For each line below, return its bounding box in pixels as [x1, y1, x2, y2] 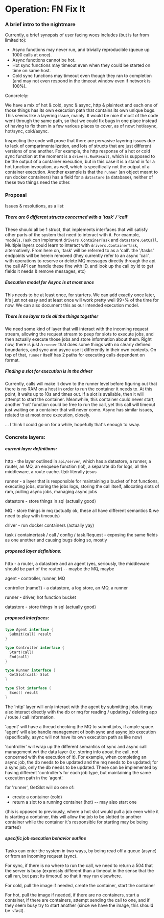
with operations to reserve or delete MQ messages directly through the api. [5, 257, 157, 263]
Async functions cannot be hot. [12, 57, 76, 63]
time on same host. [12, 68, 51, 74]
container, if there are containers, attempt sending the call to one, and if [5, 897, 150, 903]
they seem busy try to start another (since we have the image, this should [5, 902, 154, 908]
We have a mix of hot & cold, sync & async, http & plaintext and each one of [5, 102, 158, 108]
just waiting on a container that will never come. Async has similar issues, [5, 407, 153, 412]
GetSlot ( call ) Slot [9, 672, 49, 677]
